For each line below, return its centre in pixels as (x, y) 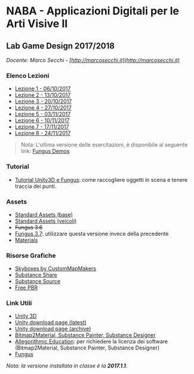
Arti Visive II (37, 24)
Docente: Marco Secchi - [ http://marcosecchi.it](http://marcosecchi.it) (93, 60)
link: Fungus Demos (45, 151)
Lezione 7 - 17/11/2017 (42, 127)
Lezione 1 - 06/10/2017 (43, 89)
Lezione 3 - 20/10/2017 (43, 101)
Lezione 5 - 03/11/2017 (43, 114)
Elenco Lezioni (28, 75)
